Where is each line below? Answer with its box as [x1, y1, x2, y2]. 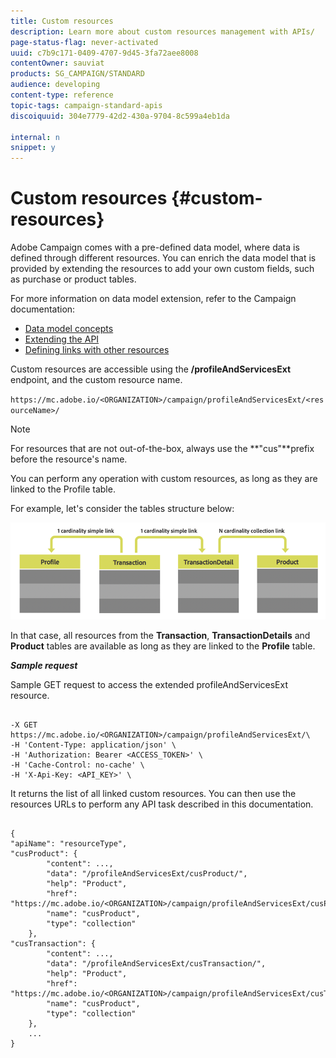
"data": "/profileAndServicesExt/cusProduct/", [46, 868, 248, 879]
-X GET [10, 720, 38, 730]
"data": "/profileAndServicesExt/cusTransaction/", [46, 958, 267, 969]
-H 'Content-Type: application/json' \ [10, 740, 177, 750]
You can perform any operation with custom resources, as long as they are [10, 473, 318, 485]
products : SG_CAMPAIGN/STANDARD [10, 69, 145, 79]
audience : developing [10, 80, 101, 90]
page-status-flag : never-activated [10, 37, 159, 47]
